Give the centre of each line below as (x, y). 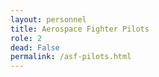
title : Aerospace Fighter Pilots (80, 29)
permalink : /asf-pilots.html (71, 57)
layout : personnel (48, 19)
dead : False (35, 47)
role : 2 (26, 38)
